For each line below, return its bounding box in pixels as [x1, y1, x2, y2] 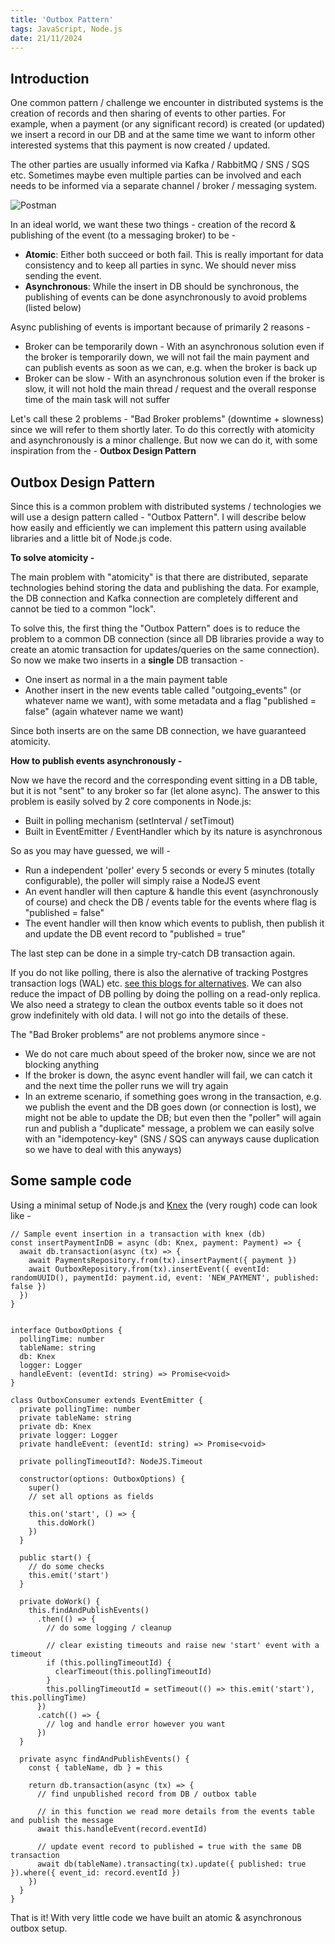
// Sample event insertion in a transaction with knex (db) [10, 1229, 267, 1239]
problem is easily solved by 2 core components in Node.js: [10, 796, 252, 807]
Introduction [10, 70, 90, 87]
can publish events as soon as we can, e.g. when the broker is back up [24, 362, 318, 374]
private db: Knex [19, 1421, 92, 1431]
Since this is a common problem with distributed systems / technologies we [10, 501, 322, 512]
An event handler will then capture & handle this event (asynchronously [24, 886, 319, 897]
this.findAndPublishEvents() [28, 1605, 150, 1615]
